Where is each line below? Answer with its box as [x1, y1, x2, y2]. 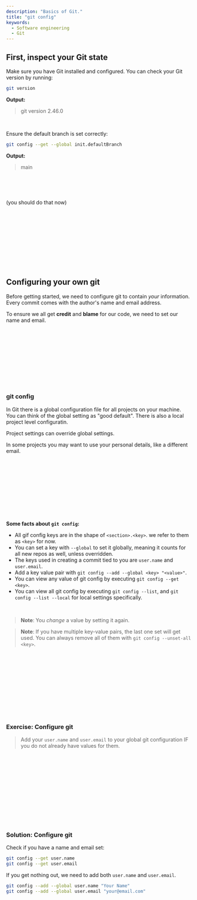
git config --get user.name [6, 855, 75, 861]
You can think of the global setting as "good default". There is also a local [6, 412, 184, 419]
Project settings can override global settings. [6, 429, 115, 436]
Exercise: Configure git [6, 723, 74, 731]
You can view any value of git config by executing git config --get [14, 575, 179, 582]
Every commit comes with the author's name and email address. [6, 299, 162, 306]
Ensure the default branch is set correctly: [6, 130, 108, 137]
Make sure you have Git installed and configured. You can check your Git [6, 68, 183, 75]
